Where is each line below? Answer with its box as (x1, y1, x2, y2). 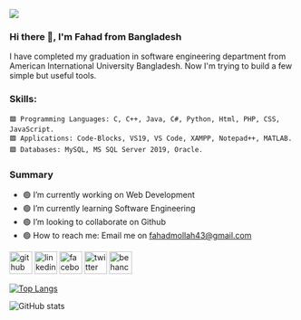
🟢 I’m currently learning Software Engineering (22, 202, 196, 213)
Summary (9, 168, 54, 181)
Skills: (9, 93, 38, 106)
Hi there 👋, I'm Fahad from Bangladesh (9, 30, 182, 42)
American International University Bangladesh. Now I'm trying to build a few (9, 61, 293, 71)
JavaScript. (9, 125, 54, 134)
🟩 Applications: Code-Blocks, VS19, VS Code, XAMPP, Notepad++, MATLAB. (9, 134, 293, 143)
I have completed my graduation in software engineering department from (9, 51, 286, 62)
